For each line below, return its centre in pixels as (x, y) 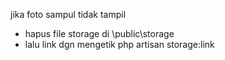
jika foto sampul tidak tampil (68, 14)
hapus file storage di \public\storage (99, 33)
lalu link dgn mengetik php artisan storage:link (119, 44)
